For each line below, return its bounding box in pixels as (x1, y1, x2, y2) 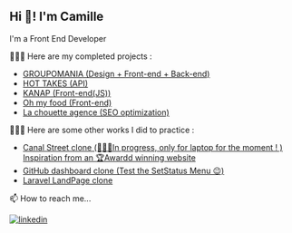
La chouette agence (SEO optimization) (22, 106, 170, 118)
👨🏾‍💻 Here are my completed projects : (9, 51, 152, 62)
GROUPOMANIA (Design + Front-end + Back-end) (22, 68, 210, 79)
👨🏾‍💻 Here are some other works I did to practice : (9, 124, 195, 135)
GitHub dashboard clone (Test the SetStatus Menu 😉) (22, 165, 225, 176)
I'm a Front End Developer (9, 33, 107, 44)
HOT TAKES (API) (22, 78, 89, 89)
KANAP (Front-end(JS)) (22, 87, 112, 98)
